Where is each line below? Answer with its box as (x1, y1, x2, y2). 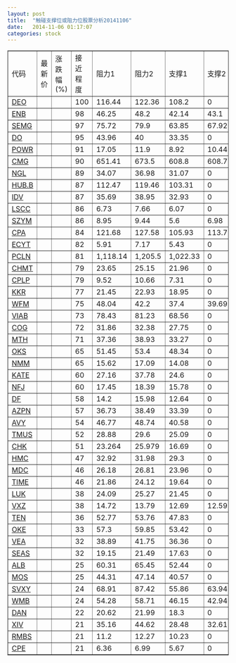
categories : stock (7, 30, 61, 37)
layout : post (7, 10, 46, 18)
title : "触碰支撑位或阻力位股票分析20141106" (7, 17, 132, 24)
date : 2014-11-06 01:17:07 (7, 23, 93, 30)
